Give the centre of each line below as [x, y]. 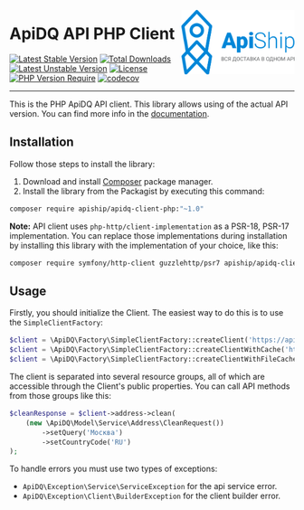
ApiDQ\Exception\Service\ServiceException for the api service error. [150, 486]
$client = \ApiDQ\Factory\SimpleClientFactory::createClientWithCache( [147, 350]
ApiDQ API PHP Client [92, 34]
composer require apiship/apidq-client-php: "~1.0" [107, 209]
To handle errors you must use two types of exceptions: [114, 469]
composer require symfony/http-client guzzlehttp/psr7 [115, 263]
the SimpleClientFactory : [57, 323]
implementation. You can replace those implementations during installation [148, 235]
